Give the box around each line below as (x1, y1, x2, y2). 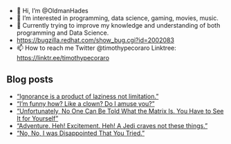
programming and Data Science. (16, 28, 109, 37)
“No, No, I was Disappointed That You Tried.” (16, 129, 145, 137)
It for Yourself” (16, 114, 59, 123)
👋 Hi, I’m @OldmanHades (16, 7, 89, 15)
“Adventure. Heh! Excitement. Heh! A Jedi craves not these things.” (16, 121, 208, 129)
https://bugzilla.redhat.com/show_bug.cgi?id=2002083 (16, 36, 174, 44)
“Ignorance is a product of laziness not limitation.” (16, 92, 159, 100)
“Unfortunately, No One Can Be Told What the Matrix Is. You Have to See (16, 107, 224, 115)
